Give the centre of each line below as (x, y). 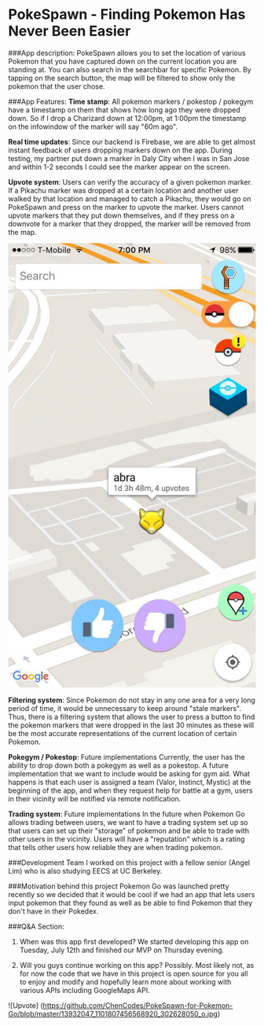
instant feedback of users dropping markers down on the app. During (121, 150)
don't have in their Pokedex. (53, 911)
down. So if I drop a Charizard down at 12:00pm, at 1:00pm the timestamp (127, 118)
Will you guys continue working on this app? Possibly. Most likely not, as (137, 965)
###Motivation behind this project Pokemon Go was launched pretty (119, 886)
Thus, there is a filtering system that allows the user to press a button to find (132, 716)
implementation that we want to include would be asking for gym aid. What (129, 773)
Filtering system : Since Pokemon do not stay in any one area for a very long (132, 700)
